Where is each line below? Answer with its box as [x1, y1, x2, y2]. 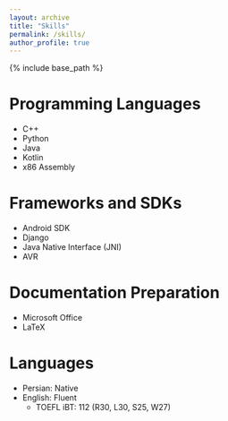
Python [21, 133, 49, 144]
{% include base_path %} [9, 63, 104, 73]
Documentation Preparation [9, 283, 221, 303]
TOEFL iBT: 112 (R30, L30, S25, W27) [35, 402, 172, 412]
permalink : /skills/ [9, 30, 87, 39]
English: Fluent [21, 392, 78, 403]
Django [21, 232, 49, 243]
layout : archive [9, 13, 70, 22]
